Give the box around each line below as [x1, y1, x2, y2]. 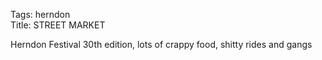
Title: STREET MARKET [10, 19, 106, 31]
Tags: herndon [10, 9, 71, 20]
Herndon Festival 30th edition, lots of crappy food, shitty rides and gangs [10, 39, 313, 50]
